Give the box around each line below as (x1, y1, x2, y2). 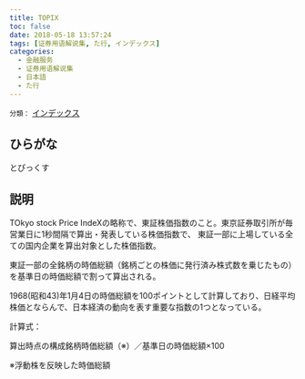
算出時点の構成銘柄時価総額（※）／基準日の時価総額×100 (9, 341, 225, 352)
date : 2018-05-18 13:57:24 (9, 30, 112, 39)
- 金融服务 (17, 56, 54, 65)
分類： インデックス (9, 107, 80, 118)
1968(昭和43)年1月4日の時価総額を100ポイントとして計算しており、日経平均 (9, 291, 296, 302)
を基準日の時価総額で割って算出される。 (9, 271, 161, 282)
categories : (9, 47, 55, 56)
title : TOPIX (9, 13, 59, 23)
